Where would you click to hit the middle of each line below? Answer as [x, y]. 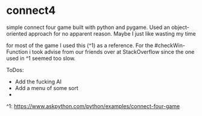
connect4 [31, 11]
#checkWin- [170, 45]
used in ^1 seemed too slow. [41, 58]
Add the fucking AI [38, 82]
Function [17, 51]
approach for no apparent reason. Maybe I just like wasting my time [112, 33]
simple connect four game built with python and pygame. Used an [88, 27]
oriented [17, 33]
